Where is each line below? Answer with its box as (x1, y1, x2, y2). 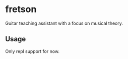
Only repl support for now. (5, 48, 59, 54)
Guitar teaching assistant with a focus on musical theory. (5, 20, 123, 26)
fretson (5, 4, 37, 15)
